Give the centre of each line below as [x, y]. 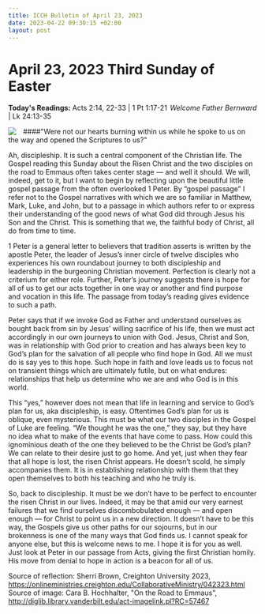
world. [19, 387]
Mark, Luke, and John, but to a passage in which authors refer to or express [131, 205]
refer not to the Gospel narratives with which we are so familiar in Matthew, [130, 198]
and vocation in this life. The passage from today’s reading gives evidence [129, 296]
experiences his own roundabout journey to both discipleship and [115, 263]
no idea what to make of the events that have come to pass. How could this [131, 436]
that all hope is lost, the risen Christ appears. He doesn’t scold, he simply [127, 461]
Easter [30, 86]
